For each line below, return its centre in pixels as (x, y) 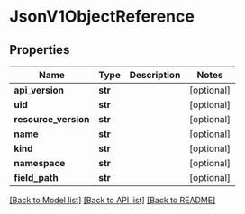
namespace (40, 163)
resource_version (52, 119)
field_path (36, 178)
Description (155, 75)
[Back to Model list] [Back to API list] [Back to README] (113, 200)
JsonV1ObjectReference (102, 17)
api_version (39, 90)
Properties (40, 50)
